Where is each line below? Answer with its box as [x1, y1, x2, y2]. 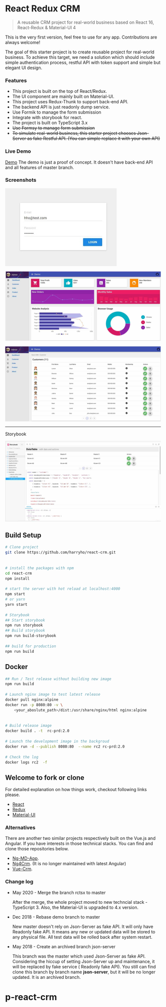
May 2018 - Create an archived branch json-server [12, 943, 116, 949]
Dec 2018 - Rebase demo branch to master [12, 914, 100, 920]
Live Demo [5, 148, 31, 155]
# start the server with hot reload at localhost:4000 [5, 587, 121, 591]
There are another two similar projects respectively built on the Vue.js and [5, 836, 156, 841]
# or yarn [5, 597, 26, 602]
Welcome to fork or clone [5, 773, 84, 782]
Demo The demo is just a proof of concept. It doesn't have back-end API [5, 159, 153, 165]
